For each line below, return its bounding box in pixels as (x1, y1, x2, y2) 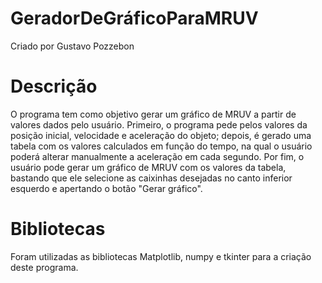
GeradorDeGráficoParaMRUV (10, 7, 259, 30)
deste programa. (10, 261, 79, 273)
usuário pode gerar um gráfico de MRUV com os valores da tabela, (10, 161, 287, 173)
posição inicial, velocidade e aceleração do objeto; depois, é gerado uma (10, 129, 312, 141)
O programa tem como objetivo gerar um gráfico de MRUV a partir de (10, 108, 297, 120)
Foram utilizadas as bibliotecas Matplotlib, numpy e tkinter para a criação (10, 250, 312, 262)
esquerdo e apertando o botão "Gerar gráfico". (10, 182, 203, 194)
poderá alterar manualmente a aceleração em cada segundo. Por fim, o (10, 150, 305, 162)
